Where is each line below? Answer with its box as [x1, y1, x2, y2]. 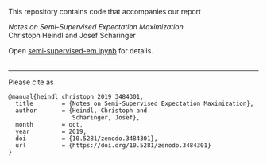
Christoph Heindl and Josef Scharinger [8, 31, 137, 40]
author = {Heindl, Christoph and [15, 107, 148, 115]
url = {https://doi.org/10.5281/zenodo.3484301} [15, 142, 212, 150]
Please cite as [8, 77, 54, 87]
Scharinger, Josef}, [72, 114, 141, 122]
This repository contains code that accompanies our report [8, 7, 201, 16]
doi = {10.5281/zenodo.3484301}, [15, 135, 158, 143]
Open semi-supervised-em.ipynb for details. [8, 46, 153, 55]
